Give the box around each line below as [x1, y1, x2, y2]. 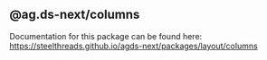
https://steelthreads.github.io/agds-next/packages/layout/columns [9, 40, 258, 51]
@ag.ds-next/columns [9, 7, 140, 22]
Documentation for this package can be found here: [9, 30, 203, 41]
